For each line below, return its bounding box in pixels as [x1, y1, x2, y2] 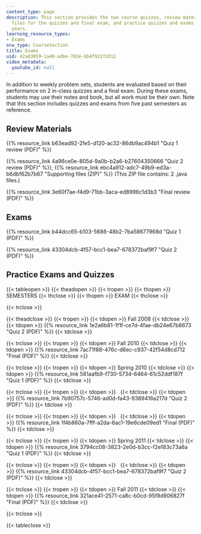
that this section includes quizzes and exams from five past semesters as [6, 100, 187, 107]
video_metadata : [6, 59, 47, 65]
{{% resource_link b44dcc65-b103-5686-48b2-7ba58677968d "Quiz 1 [6, 228, 181, 235]
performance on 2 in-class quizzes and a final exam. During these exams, [6, 88, 188, 95]
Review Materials [6, 123, 72, 134]
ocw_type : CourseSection [6, 43, 68, 49]
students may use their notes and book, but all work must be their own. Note [6, 93, 195, 101]
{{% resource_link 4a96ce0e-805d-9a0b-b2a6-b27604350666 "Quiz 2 [6, 158, 184, 165]
